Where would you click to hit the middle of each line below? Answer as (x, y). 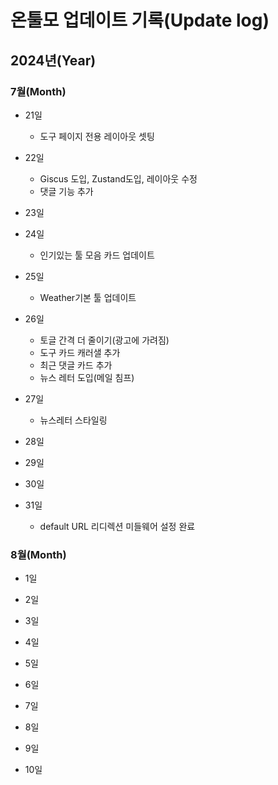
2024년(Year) (53, 60)
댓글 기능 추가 (66, 191)
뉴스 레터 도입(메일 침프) (87, 377)
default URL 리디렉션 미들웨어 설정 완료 (117, 526)
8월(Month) (38, 554)
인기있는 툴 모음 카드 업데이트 (97, 255)
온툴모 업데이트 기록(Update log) (140, 20)
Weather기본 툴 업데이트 (88, 297)
